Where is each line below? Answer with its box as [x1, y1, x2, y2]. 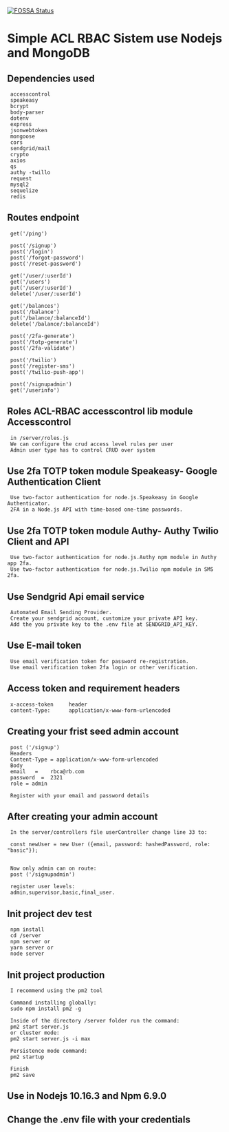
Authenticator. [7, 500, 51, 507]
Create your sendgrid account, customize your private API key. [10, 615, 198, 622]
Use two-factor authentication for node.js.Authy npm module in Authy [10, 554, 217, 561]
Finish [10, 1065, 30, 1072]
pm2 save [10, 1071, 36, 1078]
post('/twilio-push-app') [10, 368, 85, 375]
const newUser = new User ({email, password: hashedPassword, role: [10, 841, 211, 848]
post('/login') [10, 248, 54, 255]
